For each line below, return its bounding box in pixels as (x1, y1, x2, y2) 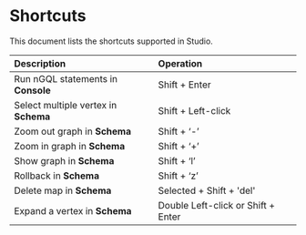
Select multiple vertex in (14, 98, 117, 111)
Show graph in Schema (14, 154, 115, 167)
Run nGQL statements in (14, 72, 118, 85)
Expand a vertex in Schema (14, 204, 132, 217)
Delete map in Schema (14, 184, 112, 197)
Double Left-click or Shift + (158, 199, 276, 211)
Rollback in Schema (14, 169, 100, 182)
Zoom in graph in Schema (14, 139, 126, 152)
